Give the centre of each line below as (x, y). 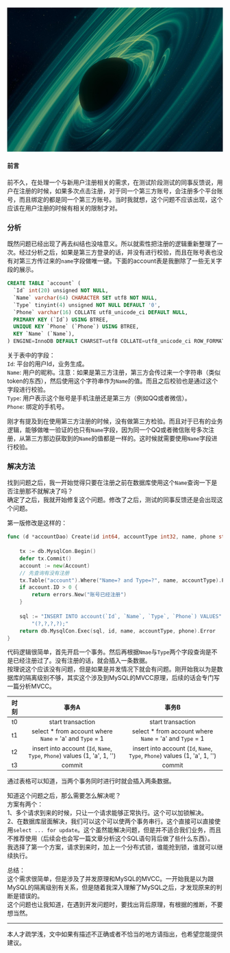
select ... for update (46, 831)
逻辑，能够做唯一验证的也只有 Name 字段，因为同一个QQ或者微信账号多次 (108, 430)
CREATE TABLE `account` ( (44, 283)
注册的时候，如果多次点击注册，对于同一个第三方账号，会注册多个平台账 (121, 191)
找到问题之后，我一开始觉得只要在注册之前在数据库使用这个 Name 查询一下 (109, 483)
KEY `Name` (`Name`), (44, 334)
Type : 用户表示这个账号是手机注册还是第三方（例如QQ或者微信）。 (99, 398)
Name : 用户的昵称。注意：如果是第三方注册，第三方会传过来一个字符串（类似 (114, 373)
